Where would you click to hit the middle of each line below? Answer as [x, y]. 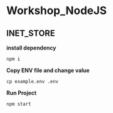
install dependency [31, 48]
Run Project [21, 93]
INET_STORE [31, 33]
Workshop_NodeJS [56, 11]
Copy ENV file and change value [48, 70]
